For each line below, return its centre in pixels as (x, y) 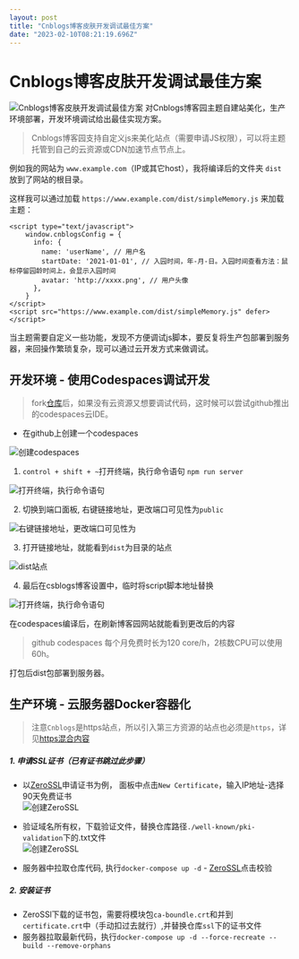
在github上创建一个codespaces (80, 433)
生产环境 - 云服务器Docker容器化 (100, 704)
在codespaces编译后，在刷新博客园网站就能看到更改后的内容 (122, 624)
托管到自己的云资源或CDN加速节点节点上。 (111, 150)
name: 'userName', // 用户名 (94, 252)
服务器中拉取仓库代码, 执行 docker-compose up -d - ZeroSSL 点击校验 (147, 868)
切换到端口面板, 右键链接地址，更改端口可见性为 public (123, 510)
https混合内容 (64, 738)
